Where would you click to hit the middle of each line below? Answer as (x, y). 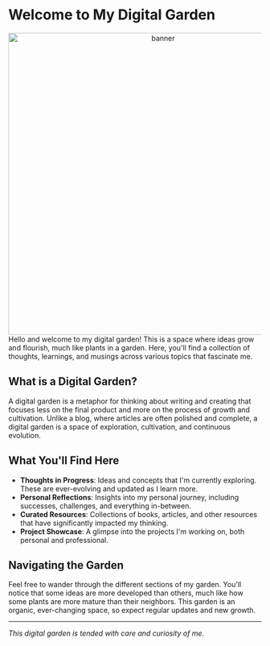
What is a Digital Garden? (73, 381)
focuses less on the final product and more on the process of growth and (129, 409)
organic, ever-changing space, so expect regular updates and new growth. (132, 611)
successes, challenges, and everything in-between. (105, 506)
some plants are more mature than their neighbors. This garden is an (122, 602)
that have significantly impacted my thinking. (94, 523)
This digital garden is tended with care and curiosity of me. (106, 633)
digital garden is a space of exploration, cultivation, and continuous (119, 427)
